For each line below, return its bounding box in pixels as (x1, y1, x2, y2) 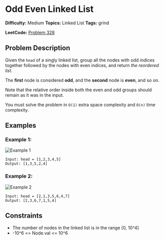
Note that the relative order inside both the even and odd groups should (5, 87, 152, 93)
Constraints (5, 212, 43, 220)
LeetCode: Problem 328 (5, 29, 55, 35)
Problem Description (5, 44, 71, 53)
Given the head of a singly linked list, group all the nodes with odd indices (5, 57, 155, 63)
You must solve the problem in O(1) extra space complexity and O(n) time (5, 102, 156, 108)
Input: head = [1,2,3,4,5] (5, 157, 61, 162)
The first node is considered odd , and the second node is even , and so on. (5, 77, 160, 83)
